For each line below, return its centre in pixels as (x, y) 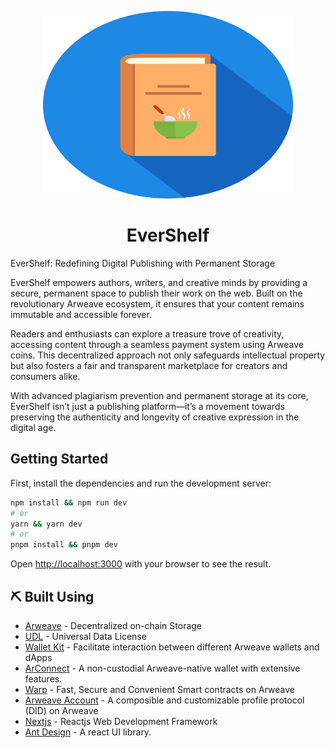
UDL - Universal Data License (85, 636)
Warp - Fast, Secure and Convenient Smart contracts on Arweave (159, 689)
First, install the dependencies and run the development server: (141, 483)
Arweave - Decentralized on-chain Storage (113, 625)
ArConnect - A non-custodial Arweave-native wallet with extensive (162, 668)
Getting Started (59, 459)
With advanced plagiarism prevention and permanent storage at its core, (159, 395)
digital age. (33, 427)
